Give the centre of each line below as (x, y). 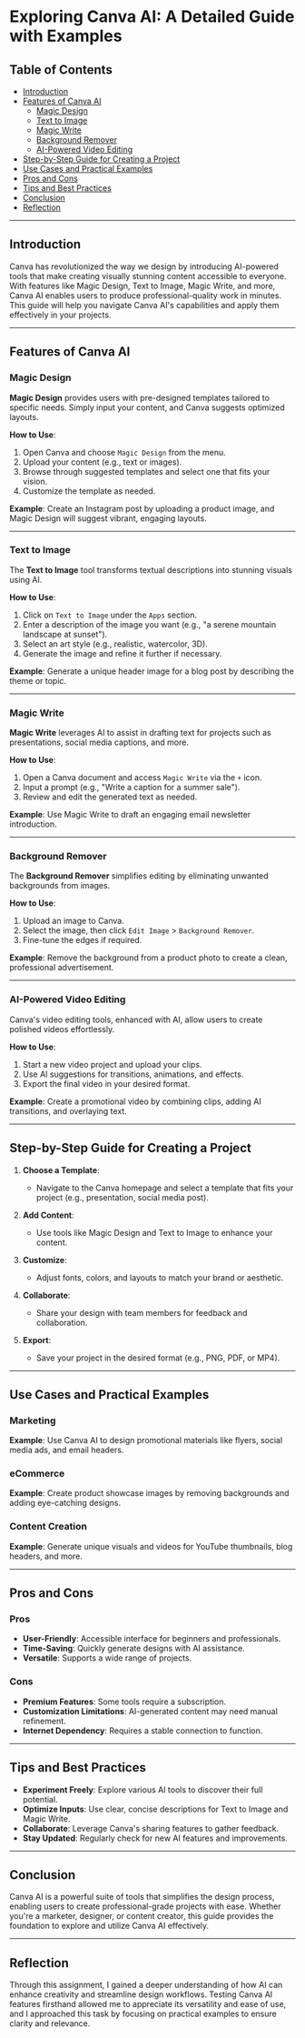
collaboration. (62, 1322)
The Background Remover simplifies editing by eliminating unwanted (139, 876)
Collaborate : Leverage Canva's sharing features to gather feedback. (151, 1828)
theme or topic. (38, 680)
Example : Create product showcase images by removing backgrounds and (149, 1493)
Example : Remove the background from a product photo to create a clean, (148, 958)
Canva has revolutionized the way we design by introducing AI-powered (144, 266)
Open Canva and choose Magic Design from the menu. (124, 452)
